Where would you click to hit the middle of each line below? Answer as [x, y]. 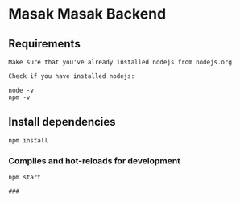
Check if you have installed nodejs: [72, 76]
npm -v [19, 97]
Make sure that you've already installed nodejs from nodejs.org [120, 62]
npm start [25, 178]
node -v [21, 90]
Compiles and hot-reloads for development [95, 160]
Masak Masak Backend [87, 14]
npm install [28, 140]
